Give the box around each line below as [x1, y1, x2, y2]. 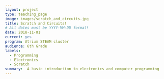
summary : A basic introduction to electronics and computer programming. [5, 67, 162, 72]
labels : [5, 48, 21, 53]
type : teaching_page [5, 12, 48, 17]
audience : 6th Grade [5, 44, 48, 49]
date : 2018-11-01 [5, 30, 41, 35]
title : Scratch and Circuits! [5, 21, 67, 26]
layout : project [5, 7, 38, 12]
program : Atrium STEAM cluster [5, 39, 69, 44]
